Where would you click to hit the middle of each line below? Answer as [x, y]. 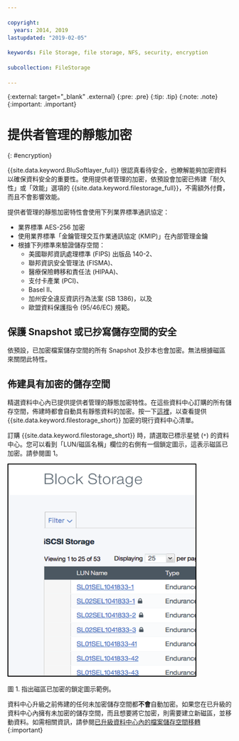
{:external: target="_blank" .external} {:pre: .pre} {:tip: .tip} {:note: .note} [113, 96]
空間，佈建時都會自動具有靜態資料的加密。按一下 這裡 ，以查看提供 [110, 412]
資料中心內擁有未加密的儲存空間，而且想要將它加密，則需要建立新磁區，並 [116, 713]
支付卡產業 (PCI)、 [55, 280]
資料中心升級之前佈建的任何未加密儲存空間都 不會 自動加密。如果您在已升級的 [119, 704]
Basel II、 [42, 290]
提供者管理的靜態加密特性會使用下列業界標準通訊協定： [88, 212]
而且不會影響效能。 [36, 197]
